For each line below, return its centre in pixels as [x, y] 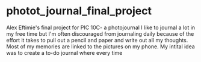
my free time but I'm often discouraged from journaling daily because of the [100, 33]
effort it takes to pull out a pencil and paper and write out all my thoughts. [97, 40]
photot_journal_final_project [79, 11]
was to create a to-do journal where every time [64, 52]
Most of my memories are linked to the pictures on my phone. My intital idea [101, 46]
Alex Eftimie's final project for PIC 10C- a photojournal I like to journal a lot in [101, 27]
